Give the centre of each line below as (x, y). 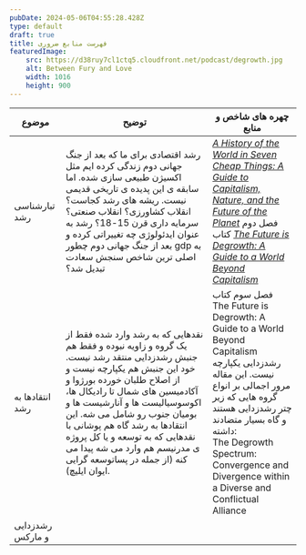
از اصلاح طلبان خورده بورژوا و (122, 379)
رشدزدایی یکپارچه (247, 362)
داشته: (225, 430)
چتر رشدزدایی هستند (252, 408)
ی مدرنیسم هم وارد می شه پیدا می (133, 448)
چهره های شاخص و (252, 116)
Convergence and (251, 465)
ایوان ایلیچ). (88, 470)
